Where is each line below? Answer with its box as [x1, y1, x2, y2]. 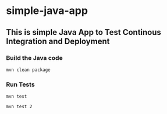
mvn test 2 [6, 104, 33, 110]
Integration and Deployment [6, 36, 110, 46]
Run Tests [6, 80, 35, 88]
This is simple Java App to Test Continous [6, 27, 162, 37]
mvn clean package [6, 67, 51, 73]
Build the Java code [6, 54, 63, 62]
